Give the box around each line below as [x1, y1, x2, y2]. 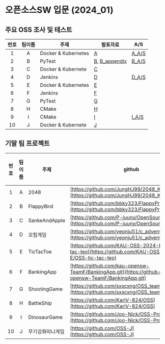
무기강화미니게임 [28, 328, 65, 335]
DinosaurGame [28, 314, 63, 320]
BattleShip [28, 299, 53, 306]
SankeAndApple [28, 217, 65, 223]
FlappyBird [28, 203, 54, 210]
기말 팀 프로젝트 [5, 139, 50, 147]
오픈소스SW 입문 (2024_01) [5, 4, 114, 16]
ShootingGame [28, 285, 63, 292]
